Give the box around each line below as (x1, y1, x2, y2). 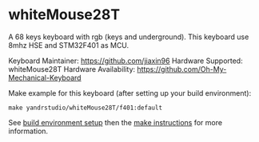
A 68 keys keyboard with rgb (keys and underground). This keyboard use (8, 32, 249, 41)
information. (8, 126, 49, 136)
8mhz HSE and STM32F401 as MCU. (8, 40, 129, 49)
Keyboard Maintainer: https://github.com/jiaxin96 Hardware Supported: (8, 56, 243, 65)
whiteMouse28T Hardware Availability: (8, 64, 136, 73)
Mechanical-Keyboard (8, 73, 82, 82)
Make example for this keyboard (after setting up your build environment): (8, 88, 252, 97)
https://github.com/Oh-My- (137, 64, 227, 73)
